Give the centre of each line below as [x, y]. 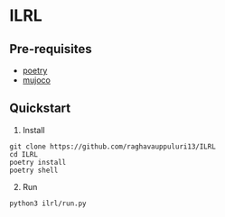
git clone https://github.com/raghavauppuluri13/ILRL [113, 146]
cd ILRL [24, 154]
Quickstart [40, 108]
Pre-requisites [51, 49]
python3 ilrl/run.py [48, 203]
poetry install [38, 162]
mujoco [37, 80]
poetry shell [34, 170]
